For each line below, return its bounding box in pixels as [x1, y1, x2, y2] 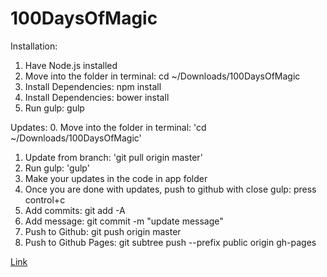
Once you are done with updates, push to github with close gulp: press [24, 183, 317, 195]
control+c [24, 193, 66, 206]
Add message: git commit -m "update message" [24, 215, 224, 227]
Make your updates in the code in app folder [24, 172, 208, 184]
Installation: [10, 40, 58, 52]
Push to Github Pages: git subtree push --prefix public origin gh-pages [24, 236, 317, 248]
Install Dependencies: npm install [24, 80, 162, 92]
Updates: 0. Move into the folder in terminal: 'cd [10, 121, 207, 133]
